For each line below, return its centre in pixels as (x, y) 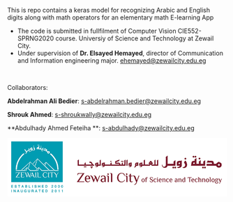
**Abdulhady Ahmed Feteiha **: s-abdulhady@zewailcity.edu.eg (101, 128)
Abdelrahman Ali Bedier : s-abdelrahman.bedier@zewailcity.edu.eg (104, 101)
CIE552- (190, 31)
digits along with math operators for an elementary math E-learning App (111, 17)
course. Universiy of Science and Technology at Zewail (135, 38)
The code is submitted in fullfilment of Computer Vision (97, 31)
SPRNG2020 (36, 38)
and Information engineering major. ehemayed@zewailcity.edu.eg (112, 61)
